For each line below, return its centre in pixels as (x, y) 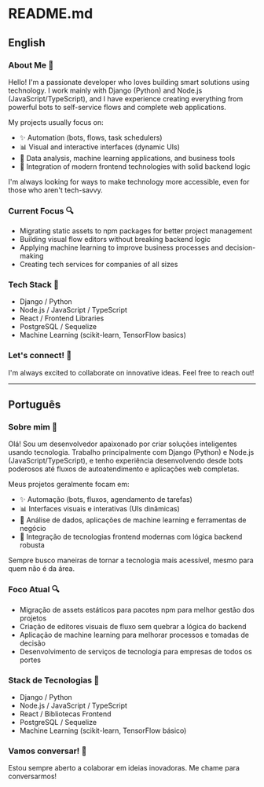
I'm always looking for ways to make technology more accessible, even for (129, 181)
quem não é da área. (42, 569)
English (27, 43)
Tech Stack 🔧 (34, 285)
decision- (240, 247)
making (31, 256)
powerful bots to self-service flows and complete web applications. (117, 107)
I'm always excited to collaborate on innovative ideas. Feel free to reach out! (131, 372)
